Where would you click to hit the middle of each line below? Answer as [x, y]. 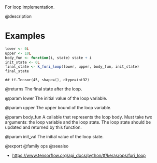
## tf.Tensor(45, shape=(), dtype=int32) [47, 80]
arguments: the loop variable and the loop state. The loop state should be [78, 122]
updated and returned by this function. [43, 127]
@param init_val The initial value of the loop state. [54, 137]
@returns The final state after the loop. [43, 89]
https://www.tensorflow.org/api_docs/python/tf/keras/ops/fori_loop [79, 156]
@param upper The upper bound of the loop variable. [58, 108]
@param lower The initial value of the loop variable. [56, 98]
